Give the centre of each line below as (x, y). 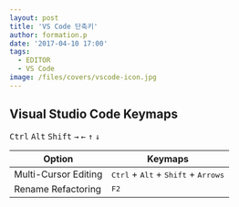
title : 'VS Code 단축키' (54, 26)
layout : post (34, 18)
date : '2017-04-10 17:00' (58, 43)
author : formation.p (49, 35)
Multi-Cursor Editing (58, 174)
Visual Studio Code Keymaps (94, 114)
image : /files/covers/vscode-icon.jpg (83, 78)
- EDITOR (34, 60)
